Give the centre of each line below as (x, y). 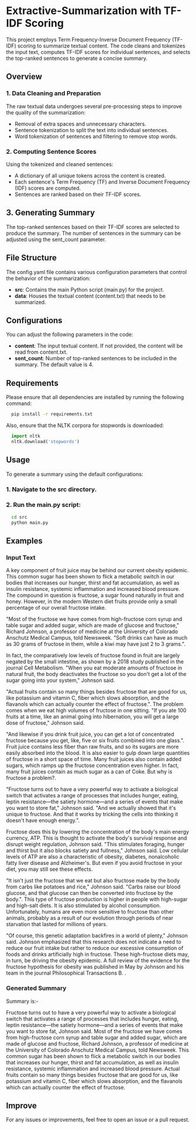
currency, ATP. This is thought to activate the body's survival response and (97, 838)
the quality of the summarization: (46, 112)
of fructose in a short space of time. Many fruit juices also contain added (94, 759)
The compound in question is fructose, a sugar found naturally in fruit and (95, 595)
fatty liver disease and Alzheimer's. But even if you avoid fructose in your (94, 863)
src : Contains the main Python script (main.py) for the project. (89, 289)
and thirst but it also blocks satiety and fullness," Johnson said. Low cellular (97, 851)
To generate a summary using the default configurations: (75, 474)
